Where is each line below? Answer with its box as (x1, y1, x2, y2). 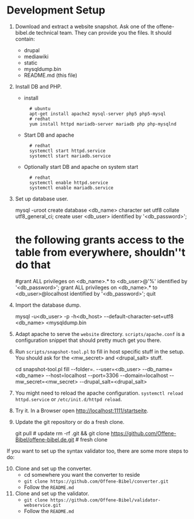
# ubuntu (29, 106, 51, 111)
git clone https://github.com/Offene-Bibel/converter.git (23, 479, 169, 484)
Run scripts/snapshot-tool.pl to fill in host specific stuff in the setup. (15, 348, 185, 355)
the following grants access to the (15, 233, 185, 247)
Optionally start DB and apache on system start (23, 163, 138, 170)
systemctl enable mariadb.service (29, 185, 114, 191)
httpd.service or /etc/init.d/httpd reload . (15, 395, 122, 402)
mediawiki (23, 53, 49, 60)
